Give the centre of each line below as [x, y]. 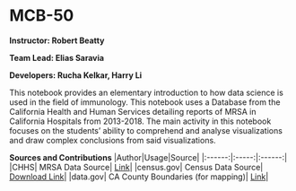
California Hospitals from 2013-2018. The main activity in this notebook [140, 121]
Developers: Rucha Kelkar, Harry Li [76, 75]
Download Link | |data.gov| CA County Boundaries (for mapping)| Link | [139, 177]
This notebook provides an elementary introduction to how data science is [147, 92]
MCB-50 [42, 16]
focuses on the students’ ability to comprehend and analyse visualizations [146, 130]
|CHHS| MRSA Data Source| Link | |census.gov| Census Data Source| [136, 167]
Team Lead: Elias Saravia [57, 57]
